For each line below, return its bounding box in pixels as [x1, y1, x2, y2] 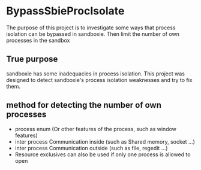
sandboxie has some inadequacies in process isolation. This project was [6, 70, 185, 77]
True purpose [6, 54, 58, 64]
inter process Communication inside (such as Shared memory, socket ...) [14, 138, 195, 145]
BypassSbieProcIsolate [6, 4, 125, 18]
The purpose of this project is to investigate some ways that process [6, 24, 176, 31]
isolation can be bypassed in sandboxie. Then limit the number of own [6, 30, 180, 37]
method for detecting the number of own [6, 100, 162, 110]
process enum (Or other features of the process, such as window [14, 125, 177, 132]
